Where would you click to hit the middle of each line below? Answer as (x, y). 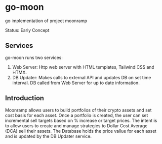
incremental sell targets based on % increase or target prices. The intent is (81, 120)
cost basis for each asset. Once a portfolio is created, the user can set (77, 115)
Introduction (25, 98)
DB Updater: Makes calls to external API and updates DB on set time (82, 77)
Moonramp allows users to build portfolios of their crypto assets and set (79, 110)
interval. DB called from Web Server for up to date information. (76, 83)
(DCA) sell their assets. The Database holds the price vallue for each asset (81, 131)
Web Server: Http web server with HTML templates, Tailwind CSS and (83, 67)
